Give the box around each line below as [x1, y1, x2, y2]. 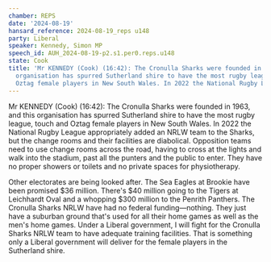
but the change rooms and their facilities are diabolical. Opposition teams [8, 135, 252, 145]
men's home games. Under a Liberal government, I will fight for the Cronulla [8, 219, 261, 230]
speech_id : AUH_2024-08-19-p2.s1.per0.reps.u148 [8, 49, 175, 57]
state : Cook [8, 57, 48, 65]
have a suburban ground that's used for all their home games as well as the [8, 211, 259, 221]
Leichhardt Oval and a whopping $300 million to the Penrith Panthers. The [8, 194, 256, 204]
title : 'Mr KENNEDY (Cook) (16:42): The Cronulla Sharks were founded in [8, 64, 262, 73]
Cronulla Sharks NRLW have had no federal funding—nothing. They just [8, 202, 247, 212]
